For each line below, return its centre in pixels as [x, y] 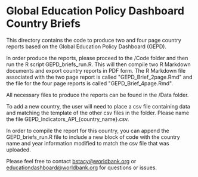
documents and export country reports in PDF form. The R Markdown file [96, 70]
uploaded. [18, 150]
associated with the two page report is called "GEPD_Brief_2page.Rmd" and [99, 77]
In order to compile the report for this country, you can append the [88, 131]
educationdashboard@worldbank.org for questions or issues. [81, 167]
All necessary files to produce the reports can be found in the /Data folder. [98, 95]
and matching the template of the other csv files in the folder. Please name [98, 113]
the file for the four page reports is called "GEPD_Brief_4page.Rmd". [89, 83]
